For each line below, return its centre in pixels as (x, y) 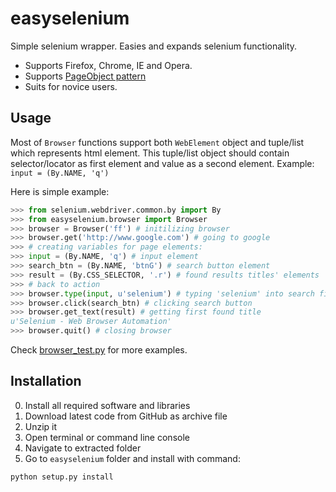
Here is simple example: (60, 191)
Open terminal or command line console (107, 437)
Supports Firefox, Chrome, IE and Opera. (108, 65)
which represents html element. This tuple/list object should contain (150, 153)
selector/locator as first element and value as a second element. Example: (162, 163)
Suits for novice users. (71, 86)
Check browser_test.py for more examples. (99, 350)
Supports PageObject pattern (85, 76)
